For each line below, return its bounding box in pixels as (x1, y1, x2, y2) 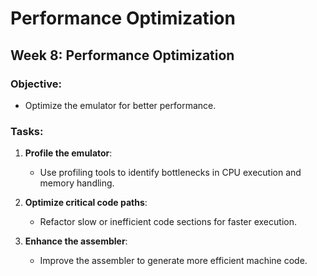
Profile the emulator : (24, 147, 113, 159)
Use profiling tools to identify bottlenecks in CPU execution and (39, 167, 302, 179)
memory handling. (39, 177, 115, 189)
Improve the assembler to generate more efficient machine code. (39, 255, 308, 267)
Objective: (10, 77, 62, 91)
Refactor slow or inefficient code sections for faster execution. (39, 216, 297, 228)
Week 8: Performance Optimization (10, 47, 235, 64)
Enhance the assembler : (24, 235, 128, 247)
